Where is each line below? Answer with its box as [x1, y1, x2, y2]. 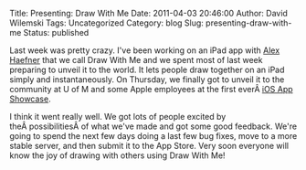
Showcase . [9, 93, 52, 104]
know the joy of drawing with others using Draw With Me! [9, 150, 226, 161]
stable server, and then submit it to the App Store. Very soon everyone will [9, 141, 290, 151]
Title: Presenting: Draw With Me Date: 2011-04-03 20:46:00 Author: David [9, 8, 288, 18]
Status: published [23, 27, 90, 37]
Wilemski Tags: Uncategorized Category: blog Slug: [9, 17, 204, 28]
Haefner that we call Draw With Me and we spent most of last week [9, 55, 263, 65]
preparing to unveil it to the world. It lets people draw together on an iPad [9, 64, 285, 75]
